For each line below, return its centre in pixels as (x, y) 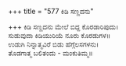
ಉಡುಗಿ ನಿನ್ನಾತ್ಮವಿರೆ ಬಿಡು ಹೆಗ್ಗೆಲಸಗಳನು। (54, 44)
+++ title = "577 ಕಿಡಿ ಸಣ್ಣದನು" (51, 11)
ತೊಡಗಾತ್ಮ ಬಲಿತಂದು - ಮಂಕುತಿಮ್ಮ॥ (50, 53)
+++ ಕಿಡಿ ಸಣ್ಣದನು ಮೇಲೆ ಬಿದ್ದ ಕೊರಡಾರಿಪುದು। (63, 27)
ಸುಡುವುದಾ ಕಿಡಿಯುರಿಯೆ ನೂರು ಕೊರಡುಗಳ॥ (59, 35)
